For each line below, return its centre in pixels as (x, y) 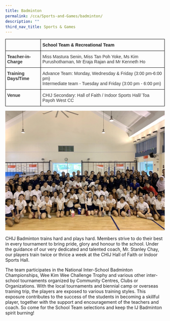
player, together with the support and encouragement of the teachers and (82, 302)
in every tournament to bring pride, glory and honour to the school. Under (82, 244)
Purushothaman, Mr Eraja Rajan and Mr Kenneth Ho (94, 62)
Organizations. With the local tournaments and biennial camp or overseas (82, 286)
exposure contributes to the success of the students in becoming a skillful (82, 297)
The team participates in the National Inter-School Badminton (69, 270)
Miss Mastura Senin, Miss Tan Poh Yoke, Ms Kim (90, 57)
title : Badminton (24, 11)
